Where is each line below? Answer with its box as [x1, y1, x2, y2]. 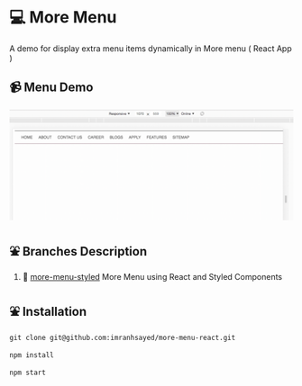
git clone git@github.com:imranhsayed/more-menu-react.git [9, 334, 236, 343]
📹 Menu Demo [9, 80, 94, 95]
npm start [9, 368, 47, 378]
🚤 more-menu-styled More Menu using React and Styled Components [22, 272, 283, 283]
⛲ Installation [9, 303, 87, 319]
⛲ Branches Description [9, 244, 147, 259]
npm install [9, 351, 54, 360]
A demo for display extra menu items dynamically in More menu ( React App [9, 42, 292, 54]
